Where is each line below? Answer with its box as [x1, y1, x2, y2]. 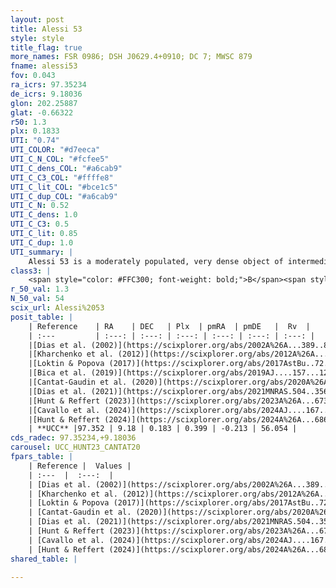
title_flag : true [10, 42, 83, 53]
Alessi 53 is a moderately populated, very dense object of [28, 256, 284, 266]
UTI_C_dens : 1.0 [10, 210, 78, 220]
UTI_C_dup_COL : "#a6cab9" [10, 191, 118, 201]
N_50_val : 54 [10, 294, 65, 304]
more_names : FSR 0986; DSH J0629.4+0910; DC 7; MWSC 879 [10, 52, 253, 62]
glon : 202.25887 [10, 98, 78, 108]
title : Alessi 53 [10, 24, 83, 34]
